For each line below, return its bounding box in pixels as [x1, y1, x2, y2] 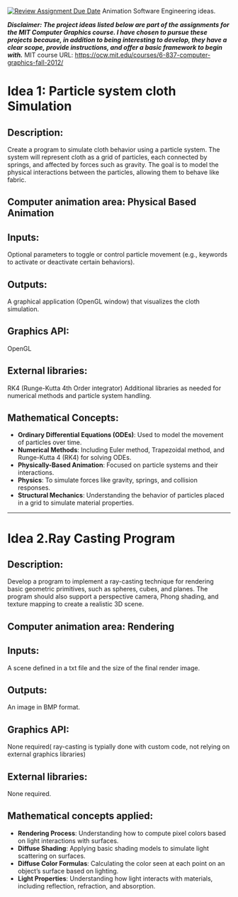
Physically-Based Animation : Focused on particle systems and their [17, 461, 218, 469]
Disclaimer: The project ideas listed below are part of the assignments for [7, 21, 229, 28]
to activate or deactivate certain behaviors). [7, 258, 135, 267]
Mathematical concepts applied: [7, 810, 154, 822]
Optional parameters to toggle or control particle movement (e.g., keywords [7, 250, 228, 259]
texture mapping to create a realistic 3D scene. [7, 600, 144, 608]
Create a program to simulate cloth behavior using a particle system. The [7, 146, 220, 154]
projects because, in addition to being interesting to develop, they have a [7, 36, 227, 44]
